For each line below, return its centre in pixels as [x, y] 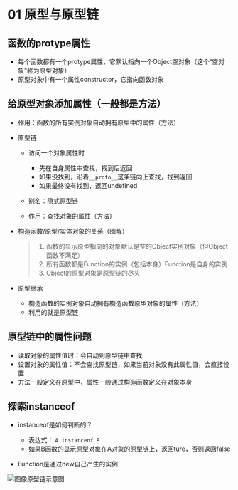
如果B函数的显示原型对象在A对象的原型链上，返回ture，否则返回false [129, 449]
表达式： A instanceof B [64, 440]
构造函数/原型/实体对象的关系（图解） [73, 231]
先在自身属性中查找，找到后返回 [86, 167]
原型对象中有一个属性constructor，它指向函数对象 [91, 79]
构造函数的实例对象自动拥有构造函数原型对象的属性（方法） [115, 303]
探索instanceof [41, 407]
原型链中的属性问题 [49, 337]
